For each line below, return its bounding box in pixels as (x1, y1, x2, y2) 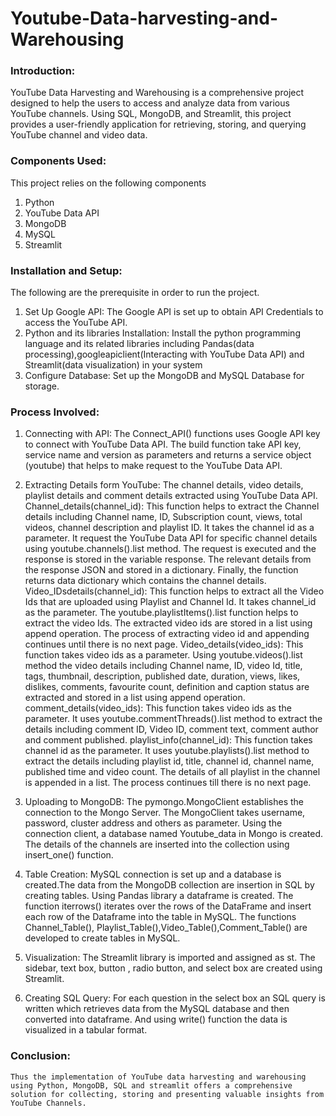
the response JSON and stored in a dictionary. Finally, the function (24, 564, 299, 576)
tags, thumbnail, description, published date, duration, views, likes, (24, 670, 301, 682)
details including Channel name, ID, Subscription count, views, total (24, 511, 303, 523)
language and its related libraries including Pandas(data (24, 338, 255, 350)
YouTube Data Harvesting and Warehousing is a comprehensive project (10, 87, 305, 99)
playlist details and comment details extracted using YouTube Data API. (24, 490, 318, 502)
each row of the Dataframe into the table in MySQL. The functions (24, 911, 297, 923)
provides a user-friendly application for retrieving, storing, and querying (10, 118, 307, 131)
